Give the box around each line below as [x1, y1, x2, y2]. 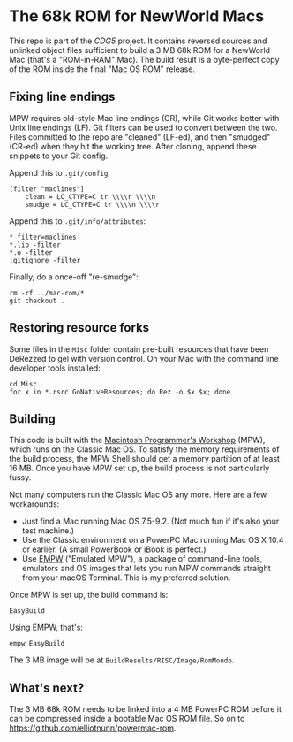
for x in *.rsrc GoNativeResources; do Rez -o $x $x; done [9, 387, 231, 396]
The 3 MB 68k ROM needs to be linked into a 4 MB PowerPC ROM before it [9, 704, 282, 715]
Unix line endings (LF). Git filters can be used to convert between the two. [9, 122, 278, 133]
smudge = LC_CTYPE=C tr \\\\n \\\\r [25, 200, 161, 209]
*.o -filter [9, 248, 53, 257]
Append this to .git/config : [9, 167, 110, 178]
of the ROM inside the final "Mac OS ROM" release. [9, 64, 196, 74]
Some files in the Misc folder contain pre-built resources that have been [9, 343, 269, 355]
